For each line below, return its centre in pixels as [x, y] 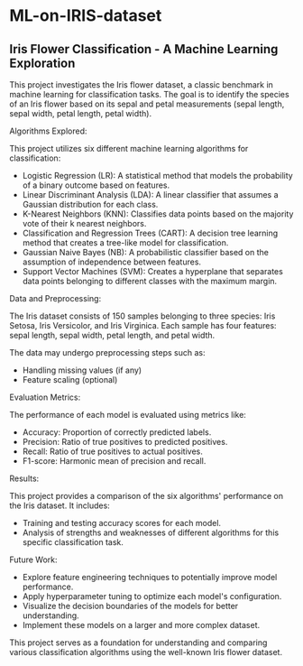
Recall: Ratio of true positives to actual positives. [112, 451]
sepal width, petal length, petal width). [80, 113]
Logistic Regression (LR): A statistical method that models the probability [157, 176]
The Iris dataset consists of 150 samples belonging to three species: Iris [142, 316]
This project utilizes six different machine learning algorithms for [129, 148]
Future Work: [33, 560]
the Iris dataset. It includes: [60, 505]
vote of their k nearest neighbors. [84, 223]
